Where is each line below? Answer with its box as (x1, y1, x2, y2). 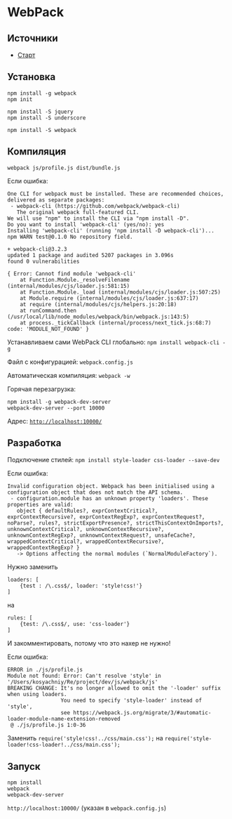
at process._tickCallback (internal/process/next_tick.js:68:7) (20, 319, 212, 327)
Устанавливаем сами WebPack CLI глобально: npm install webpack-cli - (7, 338, 226, 346)
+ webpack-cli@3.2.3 (7, 245, 68, 253)
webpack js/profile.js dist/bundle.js (7, 164, 121, 171)
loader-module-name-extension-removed (7, 716, 121, 723)
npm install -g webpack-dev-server (7, 398, 111, 405)
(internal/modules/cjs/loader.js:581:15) (7, 282, 130, 289)
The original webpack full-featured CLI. (16, 209, 139, 216)
